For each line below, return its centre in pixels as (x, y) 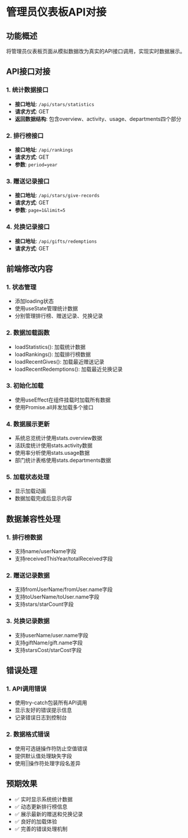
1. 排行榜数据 (24, 537)
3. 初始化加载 (25, 386)
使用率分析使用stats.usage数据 (52, 453)
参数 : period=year (36, 164)
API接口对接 (28, 72)
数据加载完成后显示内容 (43, 499)
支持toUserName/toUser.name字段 (57, 597)
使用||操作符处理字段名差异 (48, 763)
